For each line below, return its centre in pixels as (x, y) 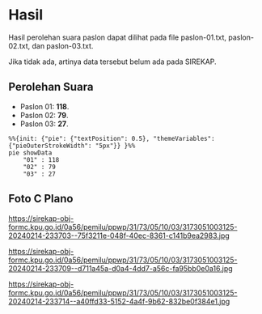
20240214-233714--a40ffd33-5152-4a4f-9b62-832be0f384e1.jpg (119, 301)
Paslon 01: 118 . (44, 106)
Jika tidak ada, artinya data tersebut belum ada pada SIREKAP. (112, 62)
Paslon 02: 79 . (44, 115)
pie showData (30, 153)
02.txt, (19, 45)
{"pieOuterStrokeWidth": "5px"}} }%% (72, 146)
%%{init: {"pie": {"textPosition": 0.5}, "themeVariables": (112, 138)
